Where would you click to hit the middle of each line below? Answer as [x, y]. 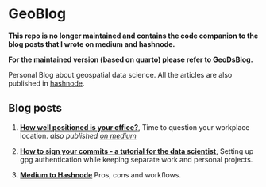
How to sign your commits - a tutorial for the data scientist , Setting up [137, 151]
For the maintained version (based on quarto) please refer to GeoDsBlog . [131, 59]
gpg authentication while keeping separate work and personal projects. [136, 159]
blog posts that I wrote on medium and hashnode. [92, 44]
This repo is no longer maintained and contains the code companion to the [133, 36]
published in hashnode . [46, 83]
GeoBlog [37, 14]
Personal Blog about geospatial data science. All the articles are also [120, 74]
